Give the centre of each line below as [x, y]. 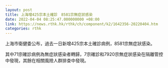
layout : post [19, 10]
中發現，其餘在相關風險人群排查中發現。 [47, 60]
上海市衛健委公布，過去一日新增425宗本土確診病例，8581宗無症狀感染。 [80, 44]
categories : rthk [23, 29]
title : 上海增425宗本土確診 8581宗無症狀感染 [49, 15]
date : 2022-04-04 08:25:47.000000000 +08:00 [52, 19]
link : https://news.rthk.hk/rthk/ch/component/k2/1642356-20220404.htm [81, 24]
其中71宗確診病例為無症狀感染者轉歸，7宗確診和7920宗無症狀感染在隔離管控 [84, 54]
